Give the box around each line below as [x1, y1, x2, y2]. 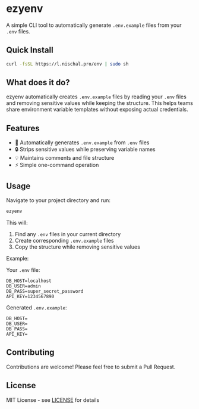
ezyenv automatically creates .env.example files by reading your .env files [6, 93, 187, 100]
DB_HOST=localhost [6, 278, 52, 284]
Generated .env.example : [6, 303, 67, 311]
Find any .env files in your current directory [14, 230, 121, 237]
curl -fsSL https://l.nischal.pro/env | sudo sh [6, 61, 129, 67]
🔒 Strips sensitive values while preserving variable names [14, 145, 156, 153]
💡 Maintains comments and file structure [14, 154, 115, 162]
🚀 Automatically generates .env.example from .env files [14, 139, 150, 146]
